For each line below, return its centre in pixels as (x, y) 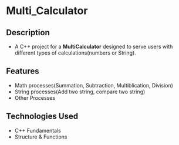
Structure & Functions (41, 137)
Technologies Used (42, 117)
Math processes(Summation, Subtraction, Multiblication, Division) (94, 85)
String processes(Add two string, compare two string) (80, 92)
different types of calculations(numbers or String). (75, 53)
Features (23, 71)
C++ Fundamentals (38, 130)
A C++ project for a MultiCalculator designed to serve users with (94, 46)
